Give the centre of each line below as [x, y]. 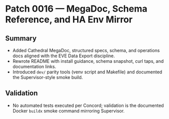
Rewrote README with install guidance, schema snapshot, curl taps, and [88, 61]
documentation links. [34, 67]
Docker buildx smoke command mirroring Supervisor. [69, 111]
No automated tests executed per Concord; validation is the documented [88, 105]
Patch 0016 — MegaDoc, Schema [76, 9]
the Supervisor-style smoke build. [48, 77]
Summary [21, 38]
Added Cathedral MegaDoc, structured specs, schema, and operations [86, 50]
